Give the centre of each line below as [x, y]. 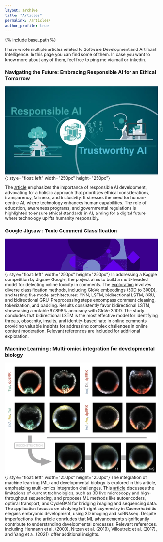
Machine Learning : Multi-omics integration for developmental [80, 348]
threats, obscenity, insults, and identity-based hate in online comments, [76, 321]
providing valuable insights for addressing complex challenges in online [76, 326]
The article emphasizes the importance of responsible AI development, [76, 187]
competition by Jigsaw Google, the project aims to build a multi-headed [76, 279]
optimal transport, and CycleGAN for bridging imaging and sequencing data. [81, 503]
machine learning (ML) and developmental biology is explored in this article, [81, 483]
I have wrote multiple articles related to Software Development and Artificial [81, 49]
